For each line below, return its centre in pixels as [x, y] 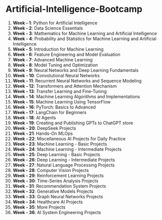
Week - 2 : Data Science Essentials [48, 28]
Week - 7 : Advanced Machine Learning [53, 59]
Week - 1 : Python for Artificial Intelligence [55, 23]
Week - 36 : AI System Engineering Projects [57, 212]
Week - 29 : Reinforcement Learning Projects [58, 175]
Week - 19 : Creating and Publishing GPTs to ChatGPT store [73, 123]
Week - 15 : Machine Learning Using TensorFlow [61, 102]
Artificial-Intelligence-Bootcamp [74, 9]
